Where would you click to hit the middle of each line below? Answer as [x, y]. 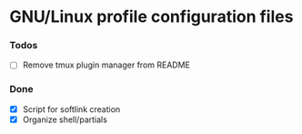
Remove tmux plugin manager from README [106, 65]
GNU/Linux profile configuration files [151, 17]
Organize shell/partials [65, 119]
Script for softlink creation [71, 109]
